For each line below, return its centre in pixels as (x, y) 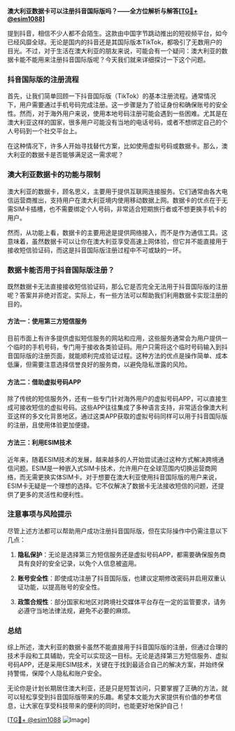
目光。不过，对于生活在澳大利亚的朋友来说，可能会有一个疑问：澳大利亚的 (114, 51)
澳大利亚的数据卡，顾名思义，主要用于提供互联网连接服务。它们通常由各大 (114, 191)
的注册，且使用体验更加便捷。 (50, 425)
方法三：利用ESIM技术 (40, 442)
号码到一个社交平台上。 (47, 131)
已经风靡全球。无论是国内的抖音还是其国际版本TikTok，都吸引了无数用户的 (115, 42)
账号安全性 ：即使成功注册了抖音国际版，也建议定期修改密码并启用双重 (119, 578)
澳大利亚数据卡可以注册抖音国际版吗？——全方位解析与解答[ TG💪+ (102, 11)
